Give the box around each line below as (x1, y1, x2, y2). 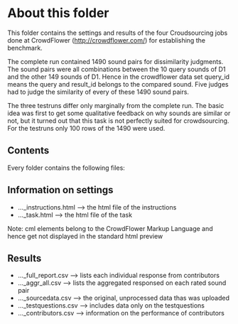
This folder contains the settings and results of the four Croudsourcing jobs (7, 28, 228, 37)
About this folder (7, 5, 109, 21)
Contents (7, 144, 50, 157)
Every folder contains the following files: (7, 163, 126, 172)
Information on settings (7, 184, 114, 196)
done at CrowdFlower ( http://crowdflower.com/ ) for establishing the (7, 36, 206, 44)
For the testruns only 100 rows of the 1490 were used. (7, 124, 166, 132)
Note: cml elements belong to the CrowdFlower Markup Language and (7, 224, 213, 232)
